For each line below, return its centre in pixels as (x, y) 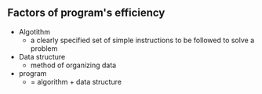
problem (44, 48)
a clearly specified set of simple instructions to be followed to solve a (142, 40)
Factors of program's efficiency (86, 13)
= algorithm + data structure (76, 81)
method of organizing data (73, 65)
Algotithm (34, 31)
